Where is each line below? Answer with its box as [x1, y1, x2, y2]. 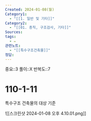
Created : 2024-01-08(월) [5, 7, 55, 12]
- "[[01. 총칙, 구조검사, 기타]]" [9, 25, 72, 30]
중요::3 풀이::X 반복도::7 [5, 66, 51, 72]
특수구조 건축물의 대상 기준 [5, 100, 56, 106]
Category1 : [5, 12, 27, 17]
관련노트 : [5, 43, 21, 48]
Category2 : [5, 20, 27, 26]
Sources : [5, 30, 23, 35]
